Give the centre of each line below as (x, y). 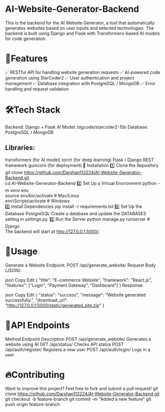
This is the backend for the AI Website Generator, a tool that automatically (80, 23)
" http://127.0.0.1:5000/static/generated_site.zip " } (55, 305)
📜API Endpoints (37, 325)
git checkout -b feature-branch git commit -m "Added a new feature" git (78, 399)
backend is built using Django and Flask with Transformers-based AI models (82, 33)
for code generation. (26, 39)
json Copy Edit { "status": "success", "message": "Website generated (76, 295)
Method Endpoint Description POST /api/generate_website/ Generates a (78, 339)
